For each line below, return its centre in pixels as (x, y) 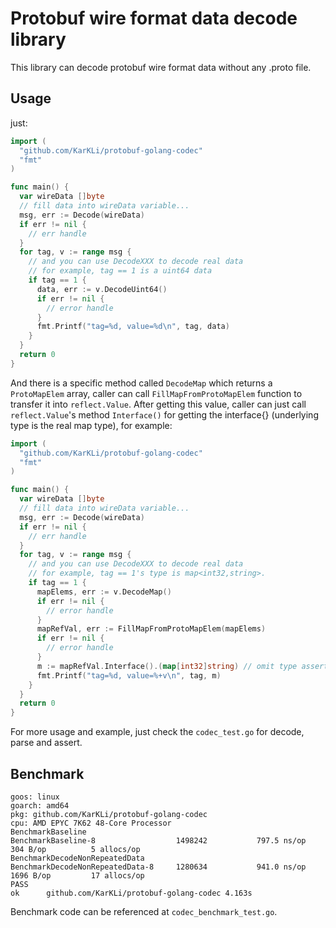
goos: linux (35, 797)
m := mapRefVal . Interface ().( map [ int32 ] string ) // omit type (167, 666)
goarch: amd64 (40, 805)
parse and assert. (46, 743)
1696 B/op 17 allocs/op (77, 875)
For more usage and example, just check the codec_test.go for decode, (157, 732)
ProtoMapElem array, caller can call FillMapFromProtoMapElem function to (156, 393)
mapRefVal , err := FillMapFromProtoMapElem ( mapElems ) (151, 629)
